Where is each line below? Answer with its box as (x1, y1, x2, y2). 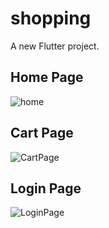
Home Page (10, 69, 84, 86)
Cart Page (10, 125, 74, 142)
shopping (10, 7, 92, 30)
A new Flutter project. (10, 40, 100, 52)
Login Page (10, 180, 82, 197)
